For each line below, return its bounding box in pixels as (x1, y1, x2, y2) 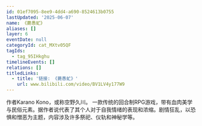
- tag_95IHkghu (11, 53, 50, 59)
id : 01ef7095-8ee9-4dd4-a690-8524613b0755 (6, 8, 114, 15)
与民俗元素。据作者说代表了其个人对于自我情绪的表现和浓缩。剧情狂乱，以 (6, 106, 191, 113)
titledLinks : (6, 70, 39, 76)
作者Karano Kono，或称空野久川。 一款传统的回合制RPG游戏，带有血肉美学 (6, 98, 193, 106)
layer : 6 (6, 31, 28, 37)
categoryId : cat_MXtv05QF (6, 43, 71, 49)
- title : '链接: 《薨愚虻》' (11, 76, 78, 82)
